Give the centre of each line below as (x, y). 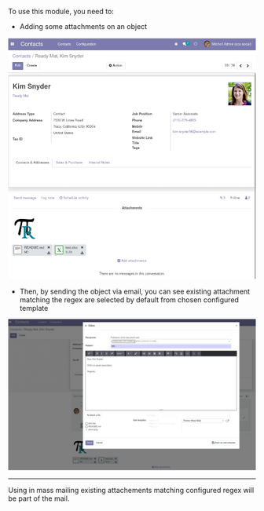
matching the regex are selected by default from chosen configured (129, 299)
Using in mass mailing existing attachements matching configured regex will (131, 491)
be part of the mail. (39, 498)
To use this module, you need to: (61, 11)
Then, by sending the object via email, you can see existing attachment (134, 291)
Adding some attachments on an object (83, 26)
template (34, 308)
